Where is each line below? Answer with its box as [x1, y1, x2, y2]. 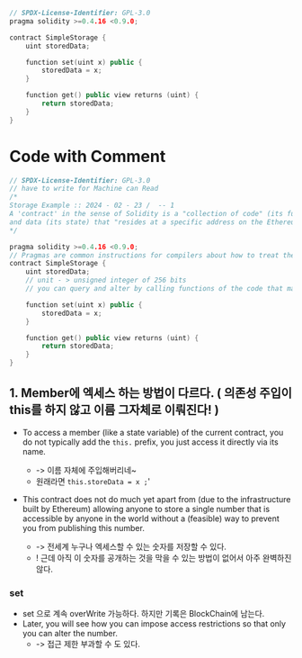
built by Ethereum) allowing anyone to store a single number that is [22, 503, 271, 514]
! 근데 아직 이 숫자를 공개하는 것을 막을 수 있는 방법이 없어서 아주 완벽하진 [35, 552, 292, 563]
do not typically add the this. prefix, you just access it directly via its [22, 437, 279, 447]
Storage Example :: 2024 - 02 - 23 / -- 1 [9, 201, 175, 211]
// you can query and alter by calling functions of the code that [25, 284, 283, 293]
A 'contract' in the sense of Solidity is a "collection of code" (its [9, 210, 283, 219]
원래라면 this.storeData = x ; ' [35, 475, 151, 486]
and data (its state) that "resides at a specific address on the [9, 217, 263, 227]
